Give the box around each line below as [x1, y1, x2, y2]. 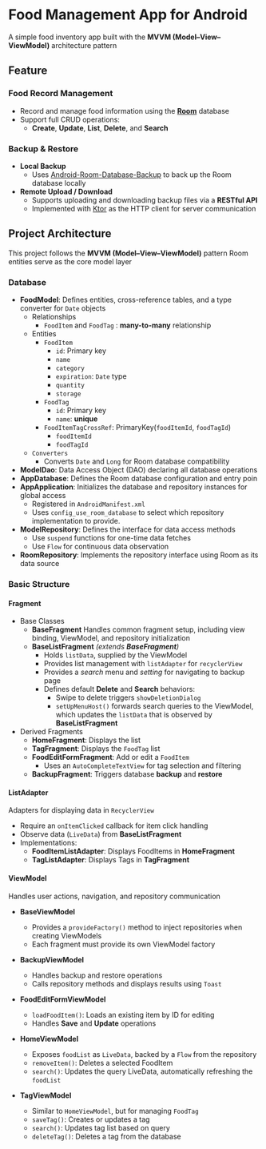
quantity [55, 382, 85, 390]
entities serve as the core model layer [8, 256, 133, 266]
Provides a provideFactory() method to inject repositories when [31, 922, 243, 932]
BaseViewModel [19, 906, 76, 916]
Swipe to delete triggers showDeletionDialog [55, 693, 201, 702]
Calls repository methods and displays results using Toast [31, 978, 222, 988]
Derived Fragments [19, 727, 84, 737]
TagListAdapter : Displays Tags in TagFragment [31, 855, 190, 865]
